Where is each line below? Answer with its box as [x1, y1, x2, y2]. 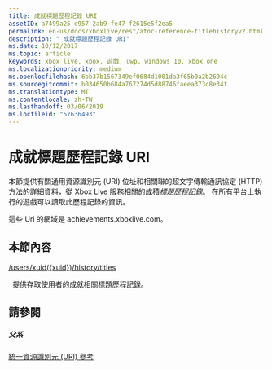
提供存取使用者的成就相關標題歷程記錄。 [11, 279, 148, 289]
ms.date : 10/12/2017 [8, 42, 79, 51]
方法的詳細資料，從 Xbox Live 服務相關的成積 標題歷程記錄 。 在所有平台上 [8, 187, 255, 196]
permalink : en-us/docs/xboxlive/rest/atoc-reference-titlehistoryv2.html [8, 27, 265, 35]
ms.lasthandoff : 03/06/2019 [8, 103, 104, 111]
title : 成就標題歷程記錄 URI [8, 11, 98, 20]
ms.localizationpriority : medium [8, 65, 122, 73]
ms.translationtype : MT [8, 87, 90, 96]
